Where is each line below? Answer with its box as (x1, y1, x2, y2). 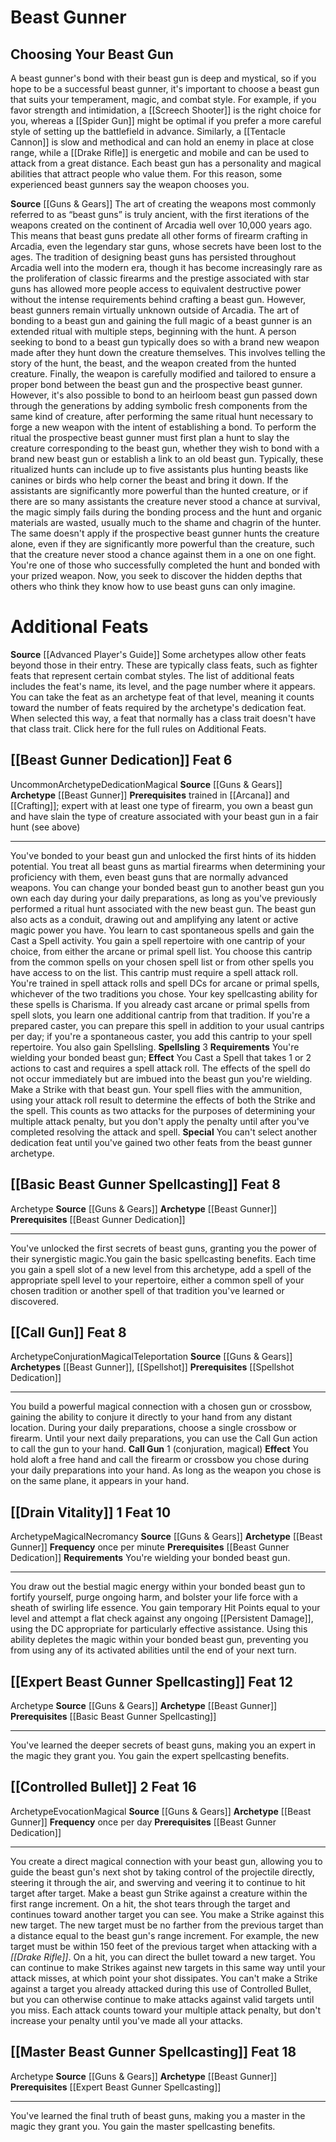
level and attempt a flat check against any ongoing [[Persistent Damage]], (10, 1612, 314, 1625)
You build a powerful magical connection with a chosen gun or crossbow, (10, 1401, 313, 1413)
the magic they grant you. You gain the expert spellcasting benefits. (10, 1750, 290, 1761)
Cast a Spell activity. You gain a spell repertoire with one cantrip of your (10, 934, 306, 946)
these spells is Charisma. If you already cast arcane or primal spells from (10, 998, 310, 1010)
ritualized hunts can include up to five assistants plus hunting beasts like (10, 464, 309, 475)
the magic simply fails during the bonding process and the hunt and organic (10, 506, 323, 518)
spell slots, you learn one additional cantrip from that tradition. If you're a (10, 1009, 311, 1021)
